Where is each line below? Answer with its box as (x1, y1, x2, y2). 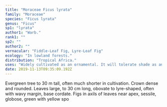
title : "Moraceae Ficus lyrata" (5, 7, 72, 12)
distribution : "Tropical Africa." (5, 58, 77, 63)
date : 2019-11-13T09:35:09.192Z (5, 67, 72, 72)
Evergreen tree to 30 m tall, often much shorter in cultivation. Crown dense (5, 80, 159, 86)
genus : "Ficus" (5, 21, 37, 26)
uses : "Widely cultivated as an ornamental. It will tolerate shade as (5, 62, 157, 67)
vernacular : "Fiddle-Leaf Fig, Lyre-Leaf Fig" (5, 48, 103, 53)
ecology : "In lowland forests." (5, 53, 72, 58)
